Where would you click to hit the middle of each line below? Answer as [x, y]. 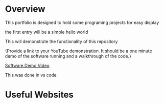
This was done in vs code [31, 75]
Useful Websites [39, 95]
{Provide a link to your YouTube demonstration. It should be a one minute [79, 51]
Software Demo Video [27, 65]
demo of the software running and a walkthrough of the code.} [68, 56]
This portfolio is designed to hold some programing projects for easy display [82, 22]
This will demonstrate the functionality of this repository [61, 41]
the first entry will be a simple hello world [47, 32]
